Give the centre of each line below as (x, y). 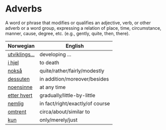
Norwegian (21, 46)
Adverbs (24, 9)
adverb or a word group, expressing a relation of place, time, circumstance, (83, 28)
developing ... (55, 54)
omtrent (17, 111)
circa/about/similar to (65, 111)
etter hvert (20, 95)
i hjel (13, 62)
